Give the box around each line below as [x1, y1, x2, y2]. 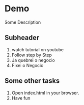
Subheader [4, 34, 40, 42]
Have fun [11, 95, 30, 101]
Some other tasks [4, 77, 60, 85]
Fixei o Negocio [11, 62, 44, 68]
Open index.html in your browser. [11, 90, 79, 96]
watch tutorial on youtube [11, 46, 64, 52]
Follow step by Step [11, 52, 52, 58]
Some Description [4, 19, 41, 25]
